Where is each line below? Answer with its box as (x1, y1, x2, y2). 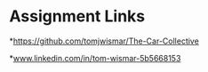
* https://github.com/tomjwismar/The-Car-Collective (9, 36, 200, 46)
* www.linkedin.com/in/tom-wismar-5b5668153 (9, 52, 181, 63)
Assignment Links (9, 6, 145, 27)
